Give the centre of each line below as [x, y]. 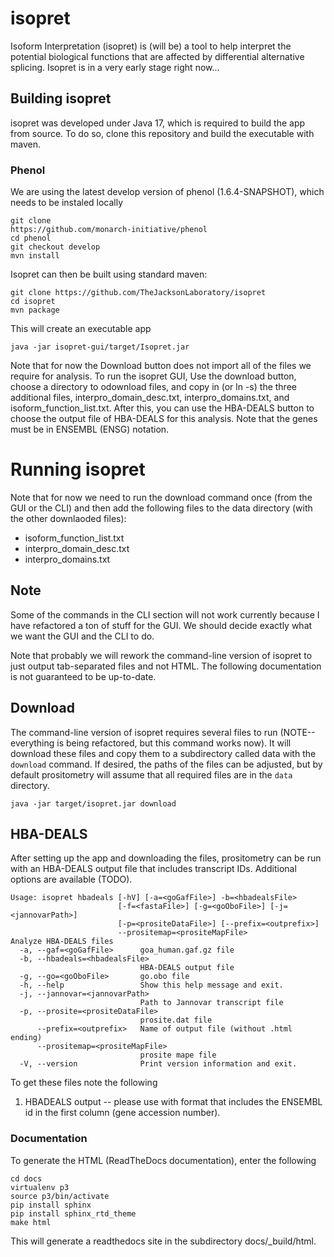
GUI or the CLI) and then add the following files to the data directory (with [161, 508]
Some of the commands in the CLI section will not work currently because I [165, 614]
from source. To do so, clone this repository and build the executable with [162, 133]
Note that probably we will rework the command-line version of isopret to [161, 655]
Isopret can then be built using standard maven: [109, 274]
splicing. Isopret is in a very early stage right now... [115, 67]
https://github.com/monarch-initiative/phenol [109, 230]
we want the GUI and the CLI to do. [82, 636]
